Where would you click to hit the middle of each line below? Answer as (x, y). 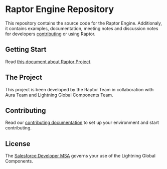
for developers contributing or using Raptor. (50, 34)
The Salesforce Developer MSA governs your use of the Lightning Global (80, 156)
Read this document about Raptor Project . (48, 62)
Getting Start (26, 49)
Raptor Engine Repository (60, 9)
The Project (24, 77)
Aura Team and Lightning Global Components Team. (59, 95)
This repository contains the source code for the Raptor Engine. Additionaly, (83, 23)
